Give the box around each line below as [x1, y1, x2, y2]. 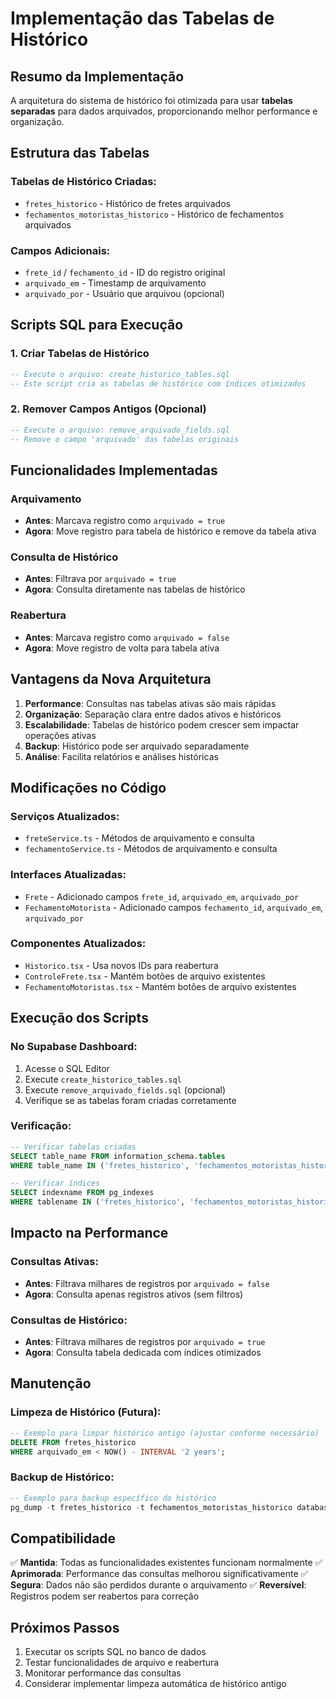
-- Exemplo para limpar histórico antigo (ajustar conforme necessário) [10, 1428, 320, 1438]
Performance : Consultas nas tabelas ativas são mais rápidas [24, 697, 277, 709]
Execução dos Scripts [10, 1010, 149, 1027]
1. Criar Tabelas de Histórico [10, 347, 150, 361]
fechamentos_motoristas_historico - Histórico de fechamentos [24, 208, 285, 220]
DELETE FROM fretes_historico [10, 1437, 137, 1447]
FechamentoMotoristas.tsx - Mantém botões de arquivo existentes [24, 980, 297, 992]
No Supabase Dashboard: [10, 1040, 138, 1054]
